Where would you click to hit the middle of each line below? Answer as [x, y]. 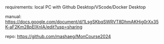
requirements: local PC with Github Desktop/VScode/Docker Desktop [76, 7]
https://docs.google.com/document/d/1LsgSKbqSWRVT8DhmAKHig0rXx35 [82, 22]
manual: [13, 16]
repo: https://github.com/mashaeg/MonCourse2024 [58, 36]
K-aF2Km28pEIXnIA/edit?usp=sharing [44, 27]
